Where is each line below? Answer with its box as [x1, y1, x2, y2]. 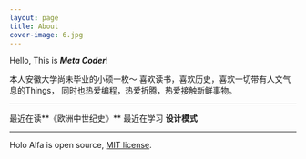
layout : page [9, 13, 59, 23]
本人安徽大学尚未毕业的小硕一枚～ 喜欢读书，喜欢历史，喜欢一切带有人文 [9, 74, 283, 84]
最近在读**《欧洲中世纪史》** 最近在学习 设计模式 [9, 113, 198, 124]
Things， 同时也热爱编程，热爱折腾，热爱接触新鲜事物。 [25, 85, 237, 96]
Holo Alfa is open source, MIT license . [9, 140, 152, 151]
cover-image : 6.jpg [9, 30, 84, 39]
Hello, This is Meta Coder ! [9, 55, 108, 66]
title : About [9, 22, 59, 31]
